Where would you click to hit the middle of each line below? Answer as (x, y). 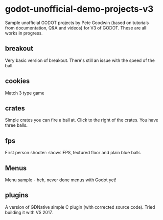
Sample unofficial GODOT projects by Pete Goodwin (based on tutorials (77, 23)
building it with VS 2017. (29, 212)
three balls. (16, 125)
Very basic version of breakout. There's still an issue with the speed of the (80, 60)
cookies (18, 81)
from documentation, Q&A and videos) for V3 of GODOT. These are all (76, 27)
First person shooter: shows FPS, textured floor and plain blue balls (73, 153)
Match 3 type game (25, 93)
